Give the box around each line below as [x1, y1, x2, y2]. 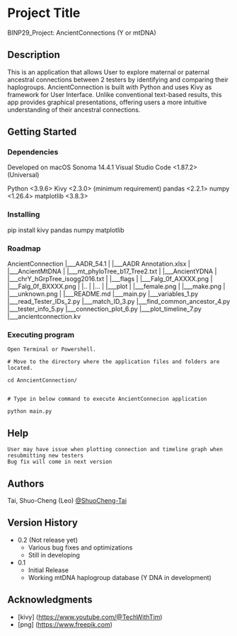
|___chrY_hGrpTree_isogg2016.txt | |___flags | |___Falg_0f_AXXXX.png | [7, 275, 213, 283]
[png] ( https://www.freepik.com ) [17, 620, 113, 628]
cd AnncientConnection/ [7, 377, 78, 384]
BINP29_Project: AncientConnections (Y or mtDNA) [7, 28, 157, 37]
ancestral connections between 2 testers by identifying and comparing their [7, 75, 229, 84]
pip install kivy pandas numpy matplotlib [7, 225, 125, 234]
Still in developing [28, 550, 80, 559]
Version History [7, 517, 78, 529]
